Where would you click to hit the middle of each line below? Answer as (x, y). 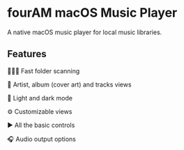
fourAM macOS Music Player (92, 13)
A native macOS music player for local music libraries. (85, 32)
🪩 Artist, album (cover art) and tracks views (69, 84)
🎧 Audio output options (42, 139)
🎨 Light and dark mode (40, 98)
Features (27, 54)
